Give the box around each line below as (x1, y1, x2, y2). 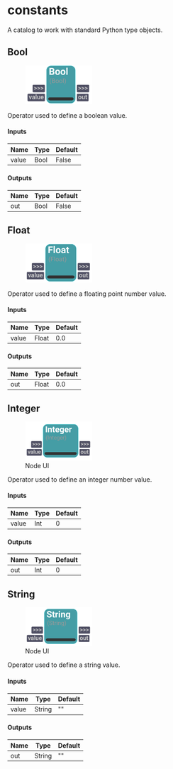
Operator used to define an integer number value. (7, 475, 152, 484)
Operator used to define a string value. (7, 660, 121, 669)
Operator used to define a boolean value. (7, 111, 128, 119)
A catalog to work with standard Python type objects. (7, 26, 163, 34)
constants (7, 2, 69, 18)
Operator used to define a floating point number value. (7, 289, 167, 298)
